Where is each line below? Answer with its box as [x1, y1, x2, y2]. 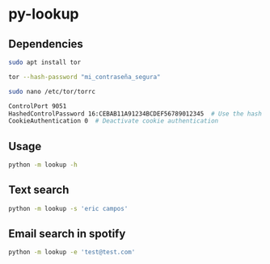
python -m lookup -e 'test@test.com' [8, 248, 136, 257]
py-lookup [8, 5, 79, 23]
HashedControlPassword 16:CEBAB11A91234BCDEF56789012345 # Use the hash [8, 110, 263, 118]
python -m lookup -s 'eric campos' [8, 204, 129, 212]
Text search [8, 183, 70, 197]
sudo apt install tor [8, 58, 82, 66]
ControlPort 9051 [8, 102, 67, 110]
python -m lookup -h [8, 161, 78, 170]
